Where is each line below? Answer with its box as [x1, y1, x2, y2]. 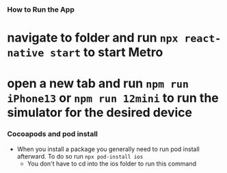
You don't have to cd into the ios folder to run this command [27, 159, 197, 168]
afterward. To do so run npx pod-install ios [16, 152, 144, 160]
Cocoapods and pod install [7, 129, 98, 139]
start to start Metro [50, 44, 163, 60]
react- [184, 32, 222, 45]
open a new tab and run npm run [7, 76, 189, 92]
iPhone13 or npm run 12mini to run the [7, 90, 219, 106]
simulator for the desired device [7, 105, 193, 120]
